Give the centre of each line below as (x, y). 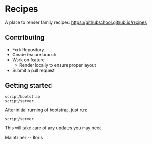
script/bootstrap (23, 97)
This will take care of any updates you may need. (54, 128)
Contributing (25, 38)
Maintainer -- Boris (24, 137)
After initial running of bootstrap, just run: (46, 110)
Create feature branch (34, 54)
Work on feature (28, 60)
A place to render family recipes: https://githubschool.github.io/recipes (76, 22)
